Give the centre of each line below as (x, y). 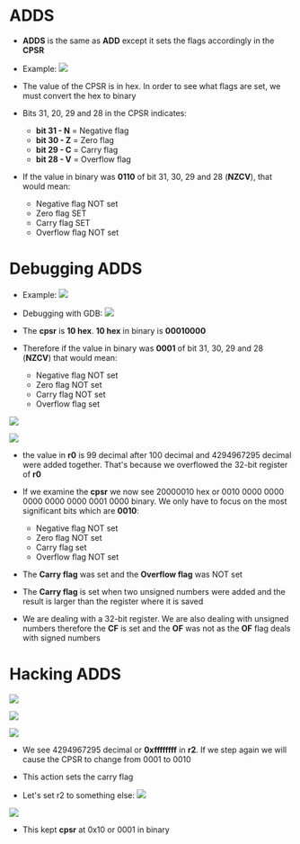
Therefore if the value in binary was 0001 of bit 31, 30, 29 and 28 (143, 348)
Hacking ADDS (65, 674)
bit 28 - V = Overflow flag (84, 159)
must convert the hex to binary (79, 95)
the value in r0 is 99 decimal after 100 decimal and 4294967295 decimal (157, 454)
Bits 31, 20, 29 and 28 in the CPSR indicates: (104, 112)
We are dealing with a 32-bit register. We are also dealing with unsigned (155, 618)
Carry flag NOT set (71, 394)
